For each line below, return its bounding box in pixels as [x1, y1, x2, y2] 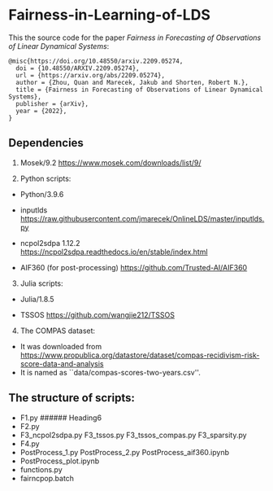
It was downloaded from [19, 341, 102, 351]
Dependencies [8, 136, 84, 150]
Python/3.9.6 [19, 189, 64, 199]
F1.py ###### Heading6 [19, 413, 102, 423]
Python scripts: [19, 173, 71, 183]
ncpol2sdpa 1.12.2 [19, 238, 80, 248]
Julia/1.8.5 [19, 294, 54, 304]
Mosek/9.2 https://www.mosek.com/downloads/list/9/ [19, 157, 201, 168]
